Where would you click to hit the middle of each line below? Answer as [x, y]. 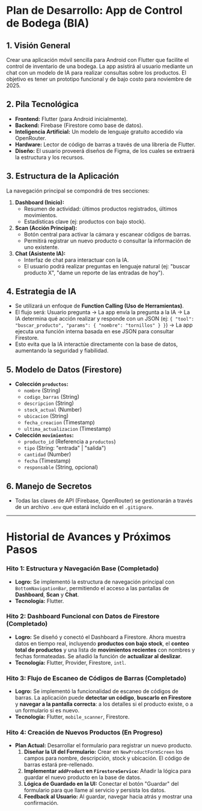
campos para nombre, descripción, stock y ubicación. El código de [107, 758]
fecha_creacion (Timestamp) [59, 422]
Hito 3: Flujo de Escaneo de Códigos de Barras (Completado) [96, 678]
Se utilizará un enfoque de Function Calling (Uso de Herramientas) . [99, 306]
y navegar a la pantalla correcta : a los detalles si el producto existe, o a [104, 704]
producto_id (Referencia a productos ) [70, 442]
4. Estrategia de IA [41, 291]
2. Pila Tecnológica [43, 104]
